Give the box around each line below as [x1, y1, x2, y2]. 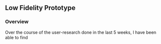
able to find [5, 34, 28, 40]
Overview [5, 18, 29, 25]
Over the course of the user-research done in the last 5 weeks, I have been [5, 29, 157, 35]
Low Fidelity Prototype [5, 4, 76, 12]
